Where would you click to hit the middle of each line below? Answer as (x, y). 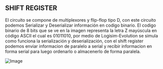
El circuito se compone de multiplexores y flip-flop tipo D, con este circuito (81, 20)
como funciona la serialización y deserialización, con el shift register (74, 41)
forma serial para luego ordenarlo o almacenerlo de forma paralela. (73, 51)
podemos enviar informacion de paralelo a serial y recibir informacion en (79, 46)
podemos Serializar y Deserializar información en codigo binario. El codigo (81, 25)
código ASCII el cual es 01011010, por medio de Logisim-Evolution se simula (81, 35)
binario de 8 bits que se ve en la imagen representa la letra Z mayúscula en (81, 30)
